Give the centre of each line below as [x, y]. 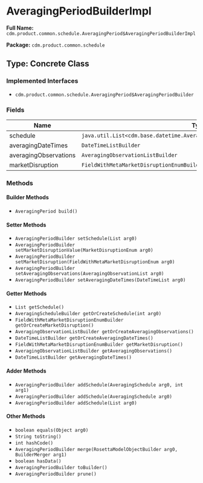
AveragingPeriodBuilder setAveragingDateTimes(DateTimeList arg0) [100, 280]
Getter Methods [27, 293]
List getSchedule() [40, 307]
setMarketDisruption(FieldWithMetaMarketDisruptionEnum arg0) [95, 262]
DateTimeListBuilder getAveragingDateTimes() [73, 357]
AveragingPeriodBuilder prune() [56, 474]
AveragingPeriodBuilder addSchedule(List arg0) [76, 403]
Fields [15, 110]
